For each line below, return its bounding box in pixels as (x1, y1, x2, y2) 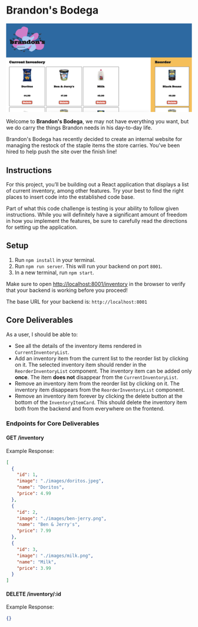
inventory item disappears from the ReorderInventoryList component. (14, 386, 185, 393)
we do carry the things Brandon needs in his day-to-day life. (6, 124, 153, 132)
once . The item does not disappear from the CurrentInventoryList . (14, 373, 179, 380)
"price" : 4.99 (16, 491, 51, 497)
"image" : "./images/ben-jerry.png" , (16, 516, 107, 521)
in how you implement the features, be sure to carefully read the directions (6, 217, 187, 224)
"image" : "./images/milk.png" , (16, 553, 94, 559)
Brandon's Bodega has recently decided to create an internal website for (6, 136, 183, 143)
